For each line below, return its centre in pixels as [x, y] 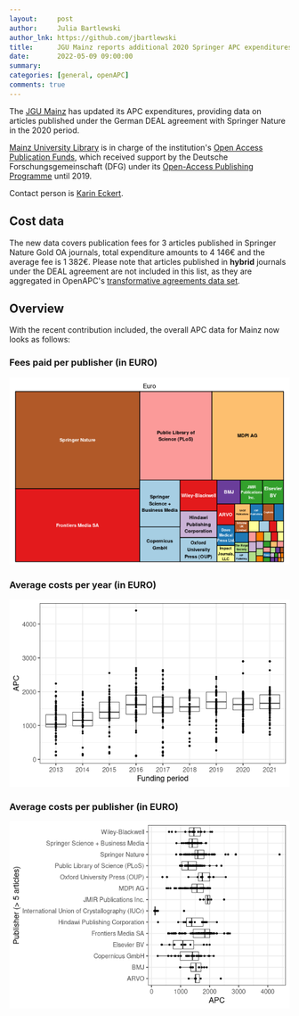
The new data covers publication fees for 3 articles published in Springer [143, 243]
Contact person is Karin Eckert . [66, 193]
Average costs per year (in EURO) [83, 584]
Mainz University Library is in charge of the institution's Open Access [136, 147]
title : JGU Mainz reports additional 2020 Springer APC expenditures [151, 47]
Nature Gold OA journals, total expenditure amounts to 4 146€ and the [137, 252]
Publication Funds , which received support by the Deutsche [119, 157]
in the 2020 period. [44, 130]
